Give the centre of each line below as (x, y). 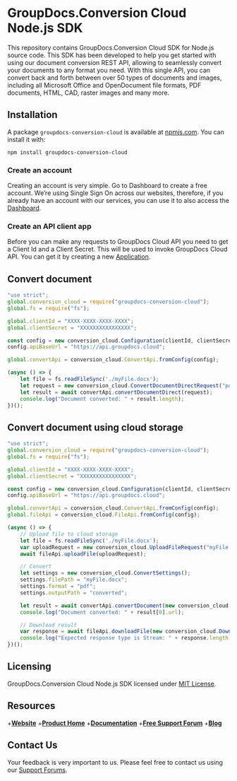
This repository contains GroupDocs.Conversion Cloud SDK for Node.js (111, 47)
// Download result (49, 625)
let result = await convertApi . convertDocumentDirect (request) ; (116, 392)
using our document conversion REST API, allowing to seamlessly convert (115, 62)
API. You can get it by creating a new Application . (79, 257)
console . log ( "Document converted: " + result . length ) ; (102, 399)
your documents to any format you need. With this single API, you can (109, 70)
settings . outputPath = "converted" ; (74, 593)
